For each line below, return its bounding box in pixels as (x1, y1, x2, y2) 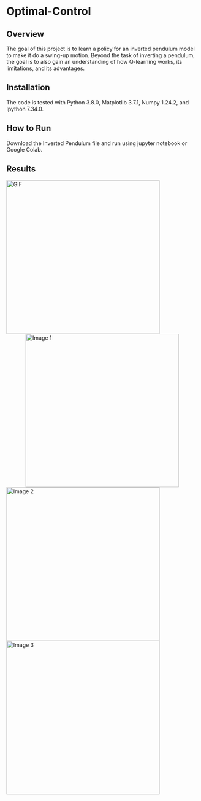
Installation (6, 82, 50, 93)
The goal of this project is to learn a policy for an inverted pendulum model (6, 45, 195, 52)
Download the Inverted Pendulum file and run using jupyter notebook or (6, 139, 188, 147)
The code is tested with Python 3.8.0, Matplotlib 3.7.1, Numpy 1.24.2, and (6, 98, 189, 106)
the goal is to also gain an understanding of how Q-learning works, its (6, 58, 183, 65)
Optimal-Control (6, 4, 91, 18)
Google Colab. (6, 146, 43, 153)
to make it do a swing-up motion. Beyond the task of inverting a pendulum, (6, 52, 195, 59)
